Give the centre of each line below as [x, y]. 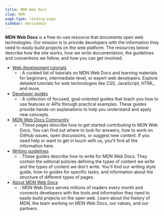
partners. [29, 209]
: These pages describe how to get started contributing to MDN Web [89, 125]
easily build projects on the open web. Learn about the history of [85, 198]
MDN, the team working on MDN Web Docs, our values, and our [84, 203]
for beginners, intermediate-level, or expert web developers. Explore [89, 78]
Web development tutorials [39, 68]
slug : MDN [15, 14]
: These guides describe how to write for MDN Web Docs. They [83, 156]
